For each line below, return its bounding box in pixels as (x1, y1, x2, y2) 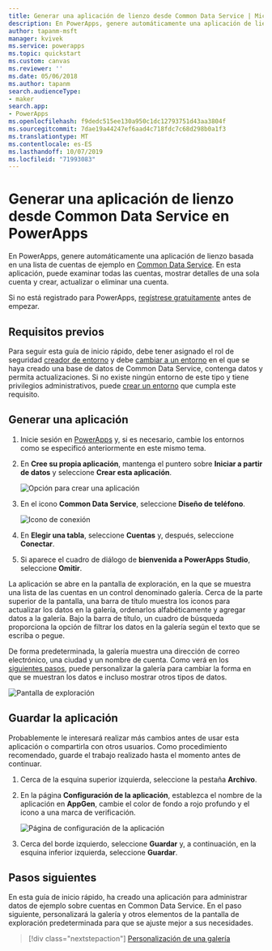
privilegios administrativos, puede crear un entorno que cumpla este (8, 381, 236, 390)
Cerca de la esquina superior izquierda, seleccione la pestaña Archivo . (19, 774, 257, 784)
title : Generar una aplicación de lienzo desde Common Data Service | (8, 11, 252, 20)
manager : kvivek (8, 34, 63, 43)
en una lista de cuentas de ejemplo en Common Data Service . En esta (8, 260, 241, 270)
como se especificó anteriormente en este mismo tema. (19, 443, 206, 452)
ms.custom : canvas (8, 58, 70, 66)
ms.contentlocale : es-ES (8, 139, 92, 148)
